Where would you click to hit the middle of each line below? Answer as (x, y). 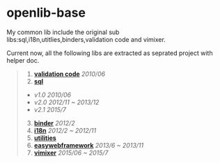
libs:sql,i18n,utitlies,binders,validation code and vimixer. (86, 39)
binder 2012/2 (54, 123)
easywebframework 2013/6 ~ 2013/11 (89, 145)
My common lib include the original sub (63, 32)
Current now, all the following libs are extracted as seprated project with (110, 53)
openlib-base (46, 13)
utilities (45, 138)
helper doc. (23, 60)
